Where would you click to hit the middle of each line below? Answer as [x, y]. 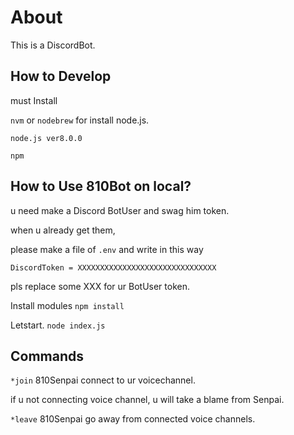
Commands [47, 356]
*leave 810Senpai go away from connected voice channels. [133, 419]
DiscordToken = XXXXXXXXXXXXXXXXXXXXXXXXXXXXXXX [113, 267]
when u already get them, [63, 230]
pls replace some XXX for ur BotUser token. [100, 286]
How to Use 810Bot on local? [101, 186]
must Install [34, 100]
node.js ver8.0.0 [46, 138]
